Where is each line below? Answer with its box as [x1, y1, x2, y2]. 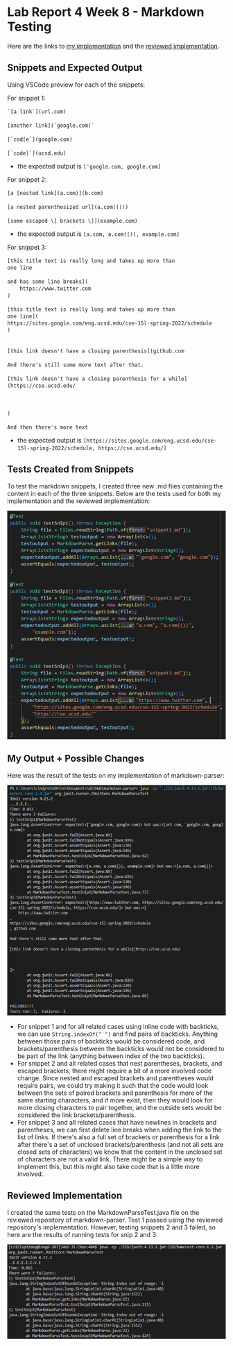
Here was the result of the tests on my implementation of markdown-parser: [7, 771, 225, 779]
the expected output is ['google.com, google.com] [17, 162, 162, 170]
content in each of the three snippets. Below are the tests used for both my [7, 489, 222, 497]
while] [169, 375, 188, 382]
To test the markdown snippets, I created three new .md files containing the [7, 482, 223, 490]
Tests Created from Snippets [7, 463, 134, 475]
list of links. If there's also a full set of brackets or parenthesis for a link [17, 1132, 220, 1141]
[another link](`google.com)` [7, 122, 95, 129]
